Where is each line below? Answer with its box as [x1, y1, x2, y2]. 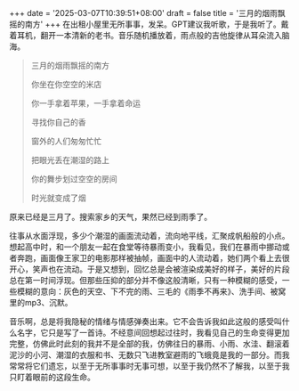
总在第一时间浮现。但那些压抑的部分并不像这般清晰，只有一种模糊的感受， [9, 275, 282, 285]
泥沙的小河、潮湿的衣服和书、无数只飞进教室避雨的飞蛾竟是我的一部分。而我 [9, 350, 290, 360]
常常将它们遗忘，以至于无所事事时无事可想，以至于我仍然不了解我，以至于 [9, 361, 282, 371]
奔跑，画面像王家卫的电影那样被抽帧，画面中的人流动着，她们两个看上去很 [16, 253, 290, 263]
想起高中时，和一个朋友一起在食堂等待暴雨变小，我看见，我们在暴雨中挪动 [9, 241, 282, 252]
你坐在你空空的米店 [30, 79, 102, 89]
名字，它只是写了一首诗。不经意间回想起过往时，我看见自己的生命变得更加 [16, 328, 290, 338]
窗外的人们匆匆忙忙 [30, 136, 102, 146]
